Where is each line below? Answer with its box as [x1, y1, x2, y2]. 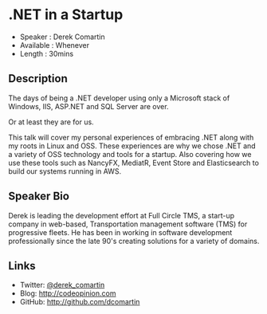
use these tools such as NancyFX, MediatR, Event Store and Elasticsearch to [8, 158, 259, 167]
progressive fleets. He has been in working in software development [8, 227, 233, 237]
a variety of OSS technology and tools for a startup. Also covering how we [8, 149, 252, 159]
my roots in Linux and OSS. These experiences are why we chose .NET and [8, 141, 257, 151]
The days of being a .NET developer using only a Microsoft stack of [8, 93, 230, 103]
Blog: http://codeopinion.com [19, 288, 116, 298]
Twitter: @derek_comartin [19, 281, 105, 290]
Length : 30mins [19, 49, 74, 58]
